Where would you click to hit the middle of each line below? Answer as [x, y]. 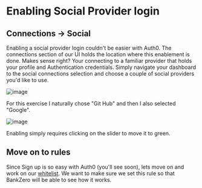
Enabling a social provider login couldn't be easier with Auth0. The [89, 48]
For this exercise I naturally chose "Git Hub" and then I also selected [91, 103]
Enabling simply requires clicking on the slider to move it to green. [88, 133]
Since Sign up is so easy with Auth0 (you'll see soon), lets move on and [95, 167]
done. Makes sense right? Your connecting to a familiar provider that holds [99, 61]
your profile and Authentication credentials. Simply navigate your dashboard [101, 67]
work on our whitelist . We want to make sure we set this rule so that [91, 173]
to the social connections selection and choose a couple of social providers [100, 73]
